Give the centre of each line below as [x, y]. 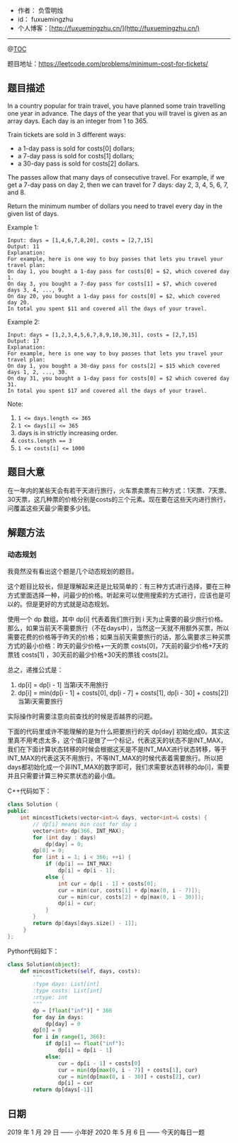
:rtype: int [51, 997]
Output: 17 [23, 341]
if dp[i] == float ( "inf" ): [85, 1044]
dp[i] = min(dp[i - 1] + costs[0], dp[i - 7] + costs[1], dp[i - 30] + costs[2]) [123, 693]
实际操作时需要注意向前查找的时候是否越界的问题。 [82, 716]
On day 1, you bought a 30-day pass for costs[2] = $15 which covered [114, 366]
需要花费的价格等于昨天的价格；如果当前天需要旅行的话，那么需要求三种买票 [119, 637]
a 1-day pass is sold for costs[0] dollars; [76, 148]
